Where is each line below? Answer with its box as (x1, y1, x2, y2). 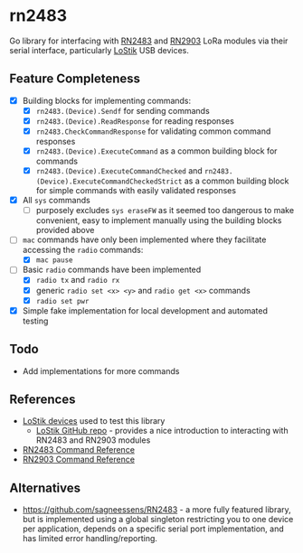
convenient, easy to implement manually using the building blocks (35, 215, 282, 226)
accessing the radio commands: (22, 245, 144, 256)
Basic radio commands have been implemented (22, 264, 202, 276)
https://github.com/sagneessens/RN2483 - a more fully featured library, (22, 504, 291, 515)
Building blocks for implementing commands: (22, 95, 192, 106)
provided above (35, 225, 95, 236)
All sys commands (22, 195, 90, 206)
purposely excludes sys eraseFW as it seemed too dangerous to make (35, 205, 295, 216)
